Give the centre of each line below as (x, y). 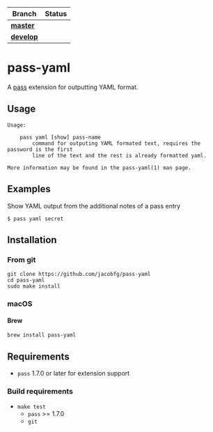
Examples (29, 189)
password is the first (40, 149)
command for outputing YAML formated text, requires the (116, 143)
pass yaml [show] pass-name (60, 137)
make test (32, 407)
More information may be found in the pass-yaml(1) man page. (99, 168)
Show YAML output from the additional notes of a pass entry (94, 206)
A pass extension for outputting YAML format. (73, 87)
